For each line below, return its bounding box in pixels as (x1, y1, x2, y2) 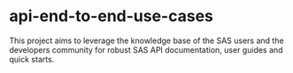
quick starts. (9, 54, 55, 64)
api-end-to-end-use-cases (9, 6, 214, 26)
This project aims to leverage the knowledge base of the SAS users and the (9, 35, 285, 46)
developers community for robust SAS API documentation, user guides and (9, 44, 283, 55)
